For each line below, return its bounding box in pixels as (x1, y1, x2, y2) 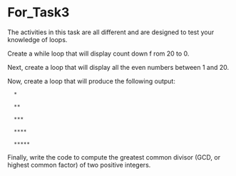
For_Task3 (7, 4, 70, 21)
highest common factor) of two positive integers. (7, 160, 151, 169)
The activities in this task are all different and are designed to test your (7, 28, 215, 36)
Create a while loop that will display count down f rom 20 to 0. (7, 49, 190, 58)
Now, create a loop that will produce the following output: (7, 76, 176, 86)
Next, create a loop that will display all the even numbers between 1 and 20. (7, 63, 230, 71)
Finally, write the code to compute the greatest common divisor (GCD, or (7, 152, 221, 161)
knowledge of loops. (7, 35, 68, 43)
